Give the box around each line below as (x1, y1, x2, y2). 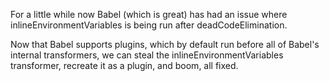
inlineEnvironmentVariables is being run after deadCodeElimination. (10, 19, 288, 31)
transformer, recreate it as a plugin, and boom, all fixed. (10, 60, 239, 71)
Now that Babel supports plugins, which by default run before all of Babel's (10, 39, 320, 50)
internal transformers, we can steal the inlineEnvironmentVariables (10, 49, 284, 61)
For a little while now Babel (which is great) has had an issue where (10, 9, 288, 20)
